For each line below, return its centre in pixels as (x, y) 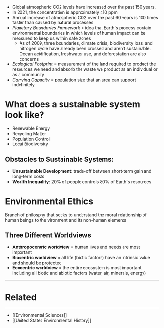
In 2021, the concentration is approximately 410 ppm (65, 12)
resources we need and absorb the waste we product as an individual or (85, 69)
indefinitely (23, 85)
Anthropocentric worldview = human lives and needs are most (76, 247)
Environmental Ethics (49, 201)
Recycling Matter (29, 133)
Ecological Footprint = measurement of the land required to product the (84, 64)
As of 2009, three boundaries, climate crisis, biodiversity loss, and (86, 43)
